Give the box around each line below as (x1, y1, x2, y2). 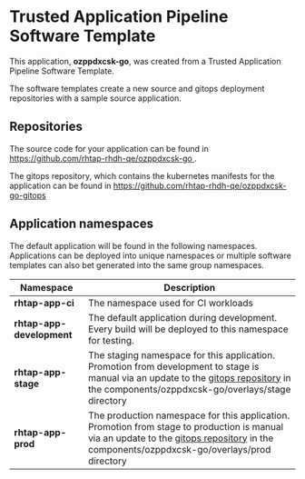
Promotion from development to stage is (87, 360, 260, 373)
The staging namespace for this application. (87, 348, 275, 361)
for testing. (87, 334, 134, 346)
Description (163, 281, 216, 294)
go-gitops (9, 189, 47, 201)
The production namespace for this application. (87, 409, 290, 422)
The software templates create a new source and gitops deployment (9, 83, 265, 94)
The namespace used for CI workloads (87, 296, 254, 309)
